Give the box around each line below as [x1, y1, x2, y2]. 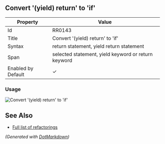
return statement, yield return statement [52, 43, 144, 50]
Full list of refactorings [12, 124, 58, 130]
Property [17, 18, 38, 25]
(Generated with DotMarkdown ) [5, 134, 70, 140]
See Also [5, 111, 33, 119]
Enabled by [7, 65, 33, 72]
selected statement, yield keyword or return [52, 51, 153, 58]
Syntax [7, 43, 24, 50]
